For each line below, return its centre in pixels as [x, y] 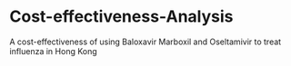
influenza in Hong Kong [53, 51]
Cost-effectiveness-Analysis [121, 17]
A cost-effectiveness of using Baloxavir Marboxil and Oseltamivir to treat [145, 42]
